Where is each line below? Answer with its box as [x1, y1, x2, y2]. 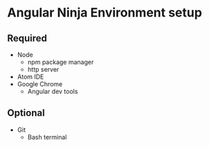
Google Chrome [17, 80, 63, 88]
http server [27, 66, 60, 73]
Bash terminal [27, 133, 67, 141]
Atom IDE [17, 72, 44, 81]
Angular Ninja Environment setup [7, 5, 203, 21]
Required [7, 32, 47, 44]
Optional [7, 107, 45, 119]
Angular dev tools [27, 88, 78, 95]
